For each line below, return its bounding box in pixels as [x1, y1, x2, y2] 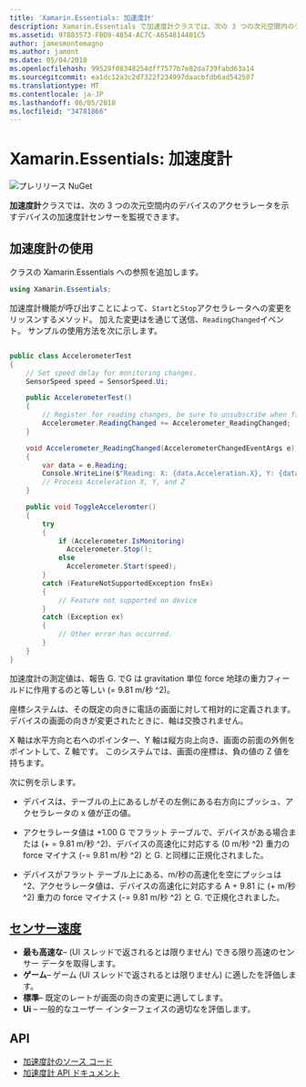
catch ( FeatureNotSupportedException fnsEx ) [42, 578, 214, 588]
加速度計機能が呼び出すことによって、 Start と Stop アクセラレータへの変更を [9, 302, 292, 313]
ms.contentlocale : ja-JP [9, 89, 104, 98]
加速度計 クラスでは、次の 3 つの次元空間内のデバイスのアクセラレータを [9, 200, 282, 211]
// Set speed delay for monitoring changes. [25, 368, 198, 378]
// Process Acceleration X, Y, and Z [42, 478, 185, 487]
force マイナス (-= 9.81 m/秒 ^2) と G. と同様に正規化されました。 [22, 849, 269, 860]
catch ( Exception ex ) [42, 613, 125, 622]
